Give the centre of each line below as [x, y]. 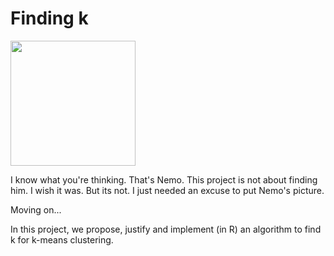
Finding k [49, 18]
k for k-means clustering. [62, 239]
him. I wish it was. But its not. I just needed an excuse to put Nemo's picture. [167, 190]
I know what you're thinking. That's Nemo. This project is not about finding [164, 179]
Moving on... [36, 209]
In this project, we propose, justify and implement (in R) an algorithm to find [166, 229]
